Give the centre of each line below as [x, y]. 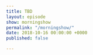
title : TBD [19, 11]
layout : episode [26, 17]
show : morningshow [28, 22]
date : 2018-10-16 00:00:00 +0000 [47, 33]
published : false [27, 38]
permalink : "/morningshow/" [40, 27]
